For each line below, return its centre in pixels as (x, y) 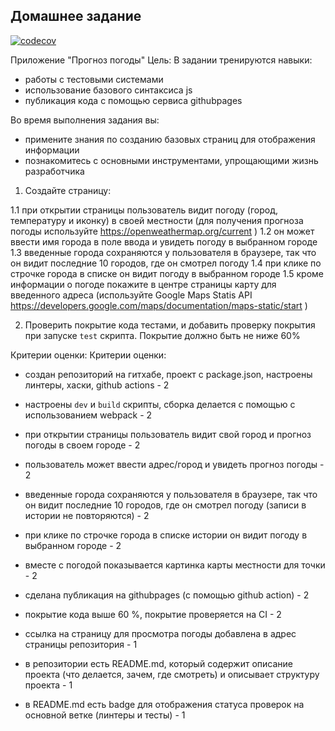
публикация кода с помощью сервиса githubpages (133, 100)
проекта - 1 (48, 685)
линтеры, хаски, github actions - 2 (97, 385)
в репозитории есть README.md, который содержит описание (158, 663)
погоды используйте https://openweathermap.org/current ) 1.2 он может (162, 231)
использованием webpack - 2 (88, 415)
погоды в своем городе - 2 (82, 445)
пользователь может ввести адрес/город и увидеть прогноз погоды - (174, 464)
